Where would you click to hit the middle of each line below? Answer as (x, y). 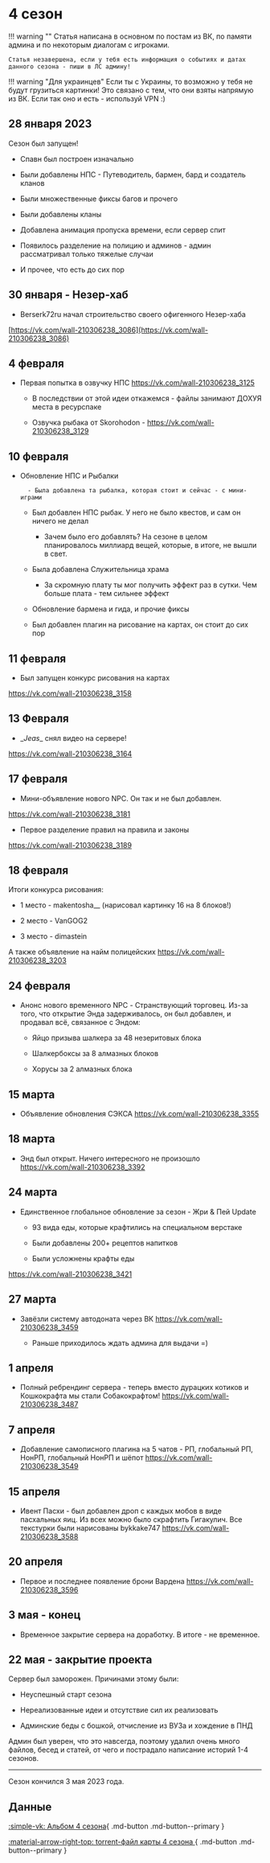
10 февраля (39, 456)
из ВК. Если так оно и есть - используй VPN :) (87, 98)
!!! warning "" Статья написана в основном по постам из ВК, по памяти (130, 36)
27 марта (33, 1300)
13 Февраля (39, 719)
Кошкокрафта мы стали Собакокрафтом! (90, 1396)
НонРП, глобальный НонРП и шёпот (82, 1458)
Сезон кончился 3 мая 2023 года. (66, 1782)
